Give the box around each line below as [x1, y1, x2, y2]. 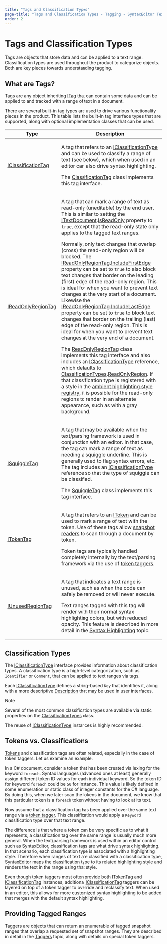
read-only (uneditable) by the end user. [61, 204, 154, 211]
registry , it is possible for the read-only [61, 389, 153, 396]
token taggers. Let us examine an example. [5, 755, 93, 761]
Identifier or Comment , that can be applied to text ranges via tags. [5, 673, 140, 679]
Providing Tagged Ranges [5, 910, 87, 918]
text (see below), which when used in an [61, 156, 156, 163]
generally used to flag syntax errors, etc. [61, 458, 156, 465]
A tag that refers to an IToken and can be [61, 511, 157, 518]
